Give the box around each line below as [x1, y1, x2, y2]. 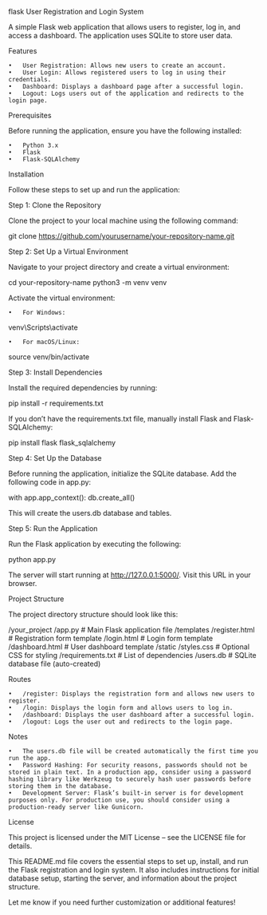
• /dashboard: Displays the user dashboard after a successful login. [8, 711, 255, 719]
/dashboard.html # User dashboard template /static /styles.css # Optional [8, 642, 249, 652]
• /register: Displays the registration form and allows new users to [8, 690, 255, 698]
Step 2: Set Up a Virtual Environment [8, 247, 129, 256]
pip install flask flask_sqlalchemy [8, 438, 116, 447]
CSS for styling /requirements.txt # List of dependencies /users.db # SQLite [8, 651, 257, 660]
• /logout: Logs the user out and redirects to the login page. [8, 718, 234, 726]
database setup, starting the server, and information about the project [8, 873, 238, 883]
